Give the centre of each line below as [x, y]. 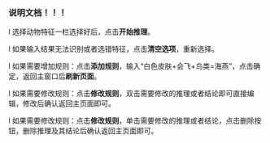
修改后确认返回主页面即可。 [69, 103]
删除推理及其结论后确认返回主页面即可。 [90, 131]
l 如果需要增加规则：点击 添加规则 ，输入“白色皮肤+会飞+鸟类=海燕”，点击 [131, 66]
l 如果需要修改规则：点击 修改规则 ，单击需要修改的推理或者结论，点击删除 [131, 121]
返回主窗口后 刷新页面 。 [62, 76]
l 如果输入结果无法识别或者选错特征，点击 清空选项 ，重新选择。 [114, 49]
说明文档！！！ [38, 12]
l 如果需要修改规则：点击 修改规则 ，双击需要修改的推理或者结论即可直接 [128, 94]
